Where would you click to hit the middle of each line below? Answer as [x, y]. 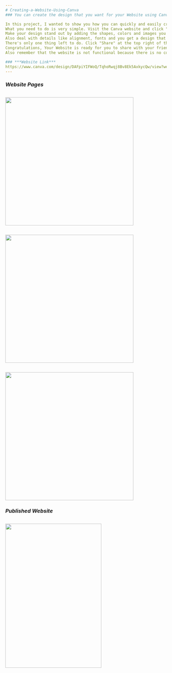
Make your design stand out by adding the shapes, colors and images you [86, 34]
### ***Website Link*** [31, 62]
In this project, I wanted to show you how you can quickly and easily [83, 24]
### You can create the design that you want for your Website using [81, 15]
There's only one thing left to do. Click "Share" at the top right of [83, 43]
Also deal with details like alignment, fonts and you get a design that [86, 38]
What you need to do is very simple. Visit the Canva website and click [84, 29]
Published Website [29, 511]
